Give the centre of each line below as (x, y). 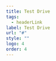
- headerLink (27, 22)
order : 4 (16, 49)
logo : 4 (15, 44)
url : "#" (16, 33)
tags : (12, 17)
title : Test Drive (28, 11)
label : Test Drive (28, 28)
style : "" (18, 38)
